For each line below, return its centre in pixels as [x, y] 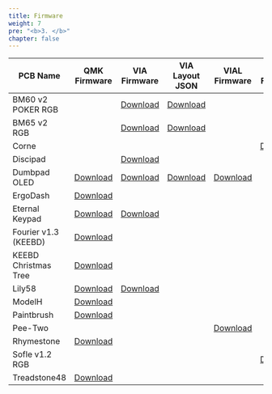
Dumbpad [31, 172]
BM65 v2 [30, 123]
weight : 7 [25, 23]
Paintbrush [33, 315]
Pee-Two [30, 328]
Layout [187, 76]
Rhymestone [36, 341]
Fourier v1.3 [36, 232]
